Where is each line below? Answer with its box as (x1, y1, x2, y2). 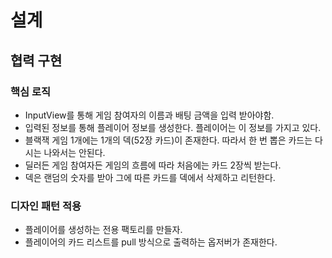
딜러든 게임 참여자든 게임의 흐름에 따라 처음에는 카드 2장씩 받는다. (24, 159, 282, 171)
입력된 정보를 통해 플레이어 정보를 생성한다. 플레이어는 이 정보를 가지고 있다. (24, 121, 322, 133)
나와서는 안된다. (43, 146, 106, 158)
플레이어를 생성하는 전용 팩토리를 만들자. (24, 224, 183, 236)
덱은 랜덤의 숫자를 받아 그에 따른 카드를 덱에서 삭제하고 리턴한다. (24, 171, 276, 183)
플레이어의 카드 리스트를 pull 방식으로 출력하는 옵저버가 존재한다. (24, 236, 278, 248)
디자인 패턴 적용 (10, 199, 82, 213)
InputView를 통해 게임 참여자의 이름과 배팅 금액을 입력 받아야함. (24, 109, 275, 121)
